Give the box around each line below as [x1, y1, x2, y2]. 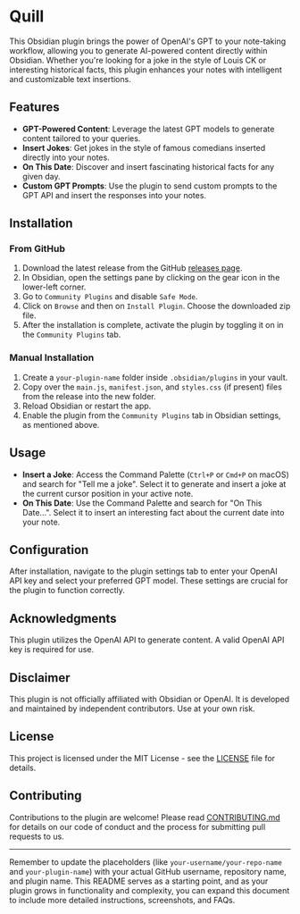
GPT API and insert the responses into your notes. [21, 189, 207, 200]
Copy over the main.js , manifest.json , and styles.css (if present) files [21, 382, 283, 392]
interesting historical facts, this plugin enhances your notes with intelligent [9, 64, 283, 75]
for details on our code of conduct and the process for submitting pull [9, 821, 266, 832]
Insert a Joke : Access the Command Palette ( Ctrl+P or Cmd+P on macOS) [21, 469, 290, 480]
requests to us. [9, 831, 64, 842]
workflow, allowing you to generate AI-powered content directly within [9, 45, 268, 55]
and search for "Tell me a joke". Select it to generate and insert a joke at [21, 478, 287, 489]
